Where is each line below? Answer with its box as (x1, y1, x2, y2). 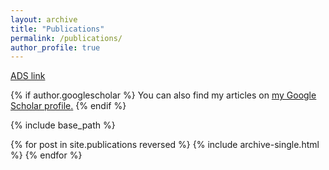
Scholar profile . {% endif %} (10, 100, 127, 112)
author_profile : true (10, 42, 101, 53)
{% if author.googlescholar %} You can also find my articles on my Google (10, 89, 317, 101)
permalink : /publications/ (10, 33, 123, 43)
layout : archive (10, 14, 78, 25)
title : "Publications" (10, 24, 105, 34)
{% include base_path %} (10, 119, 116, 131)
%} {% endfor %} (10, 149, 83, 161)
